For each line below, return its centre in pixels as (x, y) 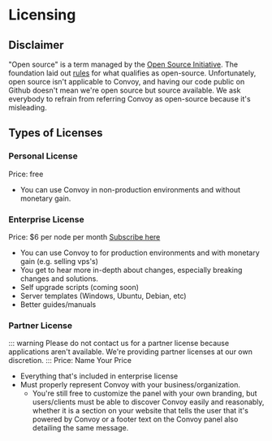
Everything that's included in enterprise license (99, 376)
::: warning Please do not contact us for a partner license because (119, 344)
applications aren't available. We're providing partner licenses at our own (131, 352)
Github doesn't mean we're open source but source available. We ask (125, 90)
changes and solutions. (59, 279)
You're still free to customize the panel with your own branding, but (145, 393)
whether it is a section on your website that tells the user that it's (140, 411)
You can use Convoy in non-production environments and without (130, 189)
